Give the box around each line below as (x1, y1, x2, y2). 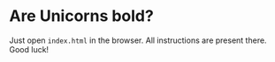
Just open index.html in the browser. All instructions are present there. (9, 35, 267, 45)
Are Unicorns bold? (9, 6, 155, 26)
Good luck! (9, 44, 50, 54)
